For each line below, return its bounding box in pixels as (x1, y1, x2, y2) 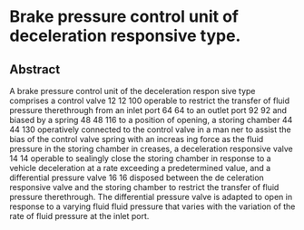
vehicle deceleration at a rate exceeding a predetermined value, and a (9, 163, 271, 173)
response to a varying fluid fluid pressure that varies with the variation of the (9, 201, 296, 212)
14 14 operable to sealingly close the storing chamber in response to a (9, 153, 271, 164)
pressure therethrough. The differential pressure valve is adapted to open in (9, 192, 293, 202)
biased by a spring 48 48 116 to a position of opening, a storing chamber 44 (9, 115, 293, 125)
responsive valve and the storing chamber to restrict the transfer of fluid (9, 182, 279, 192)
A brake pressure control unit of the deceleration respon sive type (9, 86, 256, 96)
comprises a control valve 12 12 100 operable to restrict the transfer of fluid (9, 95, 290, 106)
